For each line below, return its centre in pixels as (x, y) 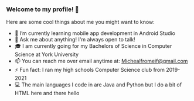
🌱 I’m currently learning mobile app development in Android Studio (95, 33)
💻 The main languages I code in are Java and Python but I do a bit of (98, 85)
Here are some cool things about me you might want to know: (81, 22)
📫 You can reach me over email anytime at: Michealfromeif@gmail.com (101, 61)
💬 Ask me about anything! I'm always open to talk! (75, 40)
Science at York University (47, 54)
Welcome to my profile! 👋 (42, 9)
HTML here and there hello (47, 93)
